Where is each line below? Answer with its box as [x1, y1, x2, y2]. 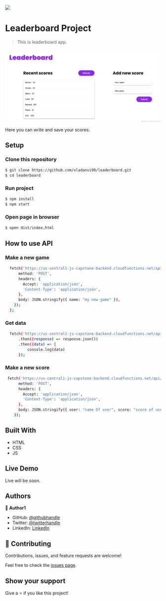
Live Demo [5, 464, 39, 473]
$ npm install [5, 196, 35, 202]
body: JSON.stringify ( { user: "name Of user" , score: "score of [18, 407, 154, 413]
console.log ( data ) [27, 347, 65, 352]
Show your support [5, 577, 66, 585]
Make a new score [5, 364, 50, 371]
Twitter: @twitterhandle [12, 520, 60, 526]
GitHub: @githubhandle [12, 515, 60, 521]
